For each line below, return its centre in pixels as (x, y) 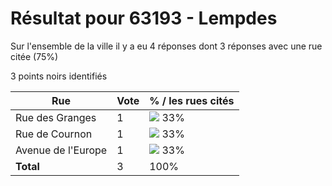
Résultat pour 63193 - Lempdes (144, 18)
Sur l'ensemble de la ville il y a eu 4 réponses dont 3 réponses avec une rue (166, 46)
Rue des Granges (56, 117)
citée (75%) (34, 56)
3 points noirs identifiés (59, 76)
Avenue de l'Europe (61, 150)
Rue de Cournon (54, 134)
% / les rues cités (192, 100)
